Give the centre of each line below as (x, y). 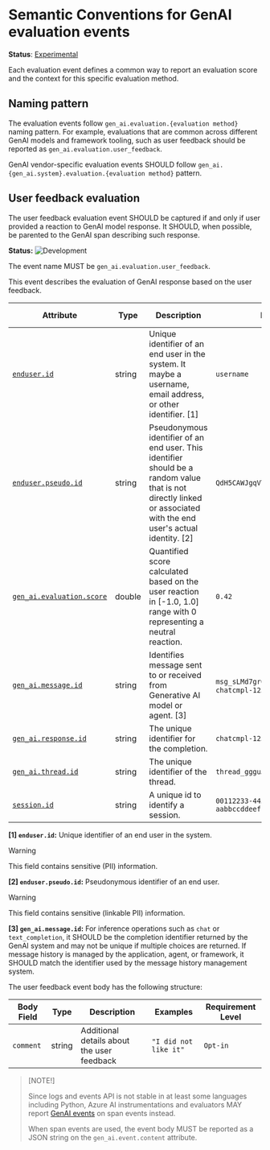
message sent (176, 664)
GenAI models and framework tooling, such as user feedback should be (127, 140)
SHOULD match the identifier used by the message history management (128, 962)
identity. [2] (171, 538)
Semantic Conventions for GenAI (120, 15)
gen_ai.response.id (49, 738)
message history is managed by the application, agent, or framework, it (126, 954)
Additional (100, 1030)
